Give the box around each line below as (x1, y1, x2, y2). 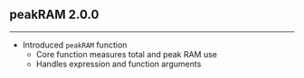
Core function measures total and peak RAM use (35, 48, 218, 59)
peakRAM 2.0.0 (9, 7, 100, 22)
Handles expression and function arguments (35, 58, 202, 69)
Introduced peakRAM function (22, 39, 128, 50)
